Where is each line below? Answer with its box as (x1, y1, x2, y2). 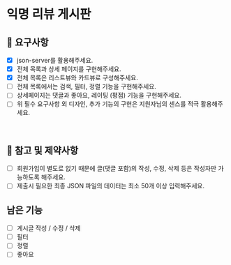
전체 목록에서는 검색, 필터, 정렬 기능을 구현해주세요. (16, 82, 156, 91)
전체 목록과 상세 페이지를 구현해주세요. (16, 65, 121, 73)
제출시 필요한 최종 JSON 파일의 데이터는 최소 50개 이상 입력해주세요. (16, 182, 205, 190)
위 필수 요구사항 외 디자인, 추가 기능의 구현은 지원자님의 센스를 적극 (16, 100, 200, 108)
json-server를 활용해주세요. (16, 56, 94, 64)
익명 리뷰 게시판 (6, 6, 91, 22)
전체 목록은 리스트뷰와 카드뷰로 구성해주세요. (16, 74, 139, 82)
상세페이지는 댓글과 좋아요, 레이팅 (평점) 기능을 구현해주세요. (16, 91, 182, 100)
